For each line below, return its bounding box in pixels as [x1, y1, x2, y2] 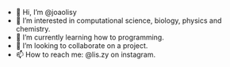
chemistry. [15, 24, 51, 33]
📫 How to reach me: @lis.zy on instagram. [15, 50, 156, 59]
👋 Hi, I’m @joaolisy [15, 8, 77, 17]
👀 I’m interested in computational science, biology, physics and [15, 16, 222, 25]
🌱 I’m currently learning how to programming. [15, 32, 164, 42]
